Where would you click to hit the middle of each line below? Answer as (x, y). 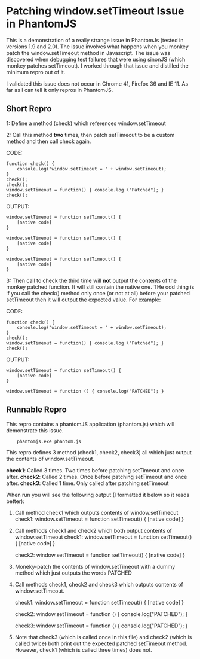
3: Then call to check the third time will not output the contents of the (92, 280)
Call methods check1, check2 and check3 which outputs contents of (99, 584)
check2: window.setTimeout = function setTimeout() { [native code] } (100, 555)
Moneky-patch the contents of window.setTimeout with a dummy (95, 566)
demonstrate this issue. (35, 430)
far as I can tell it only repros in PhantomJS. (60, 90)
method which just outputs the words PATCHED (73, 573)
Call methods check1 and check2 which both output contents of (93, 530)
